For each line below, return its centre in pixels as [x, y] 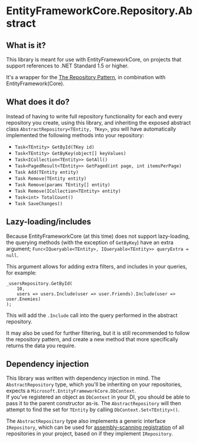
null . [12, 255]
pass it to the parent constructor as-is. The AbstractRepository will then [94, 403]
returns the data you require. [41, 345]
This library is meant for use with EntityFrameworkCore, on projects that [94, 59]
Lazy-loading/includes [49, 222]
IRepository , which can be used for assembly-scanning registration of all [95, 428]
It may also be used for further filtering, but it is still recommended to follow [98, 333]
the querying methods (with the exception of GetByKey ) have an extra [90, 242]
